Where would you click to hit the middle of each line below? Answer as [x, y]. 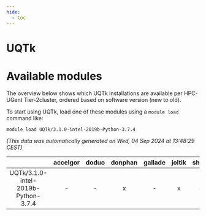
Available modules [54, 76]
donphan [124, 162]
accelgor [67, 162]
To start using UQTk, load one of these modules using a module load [93, 112]
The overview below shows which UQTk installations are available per [94, 93]
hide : [13, 12]
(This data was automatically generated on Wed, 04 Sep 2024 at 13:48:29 [101, 141]
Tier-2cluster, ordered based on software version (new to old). [102, 99]
